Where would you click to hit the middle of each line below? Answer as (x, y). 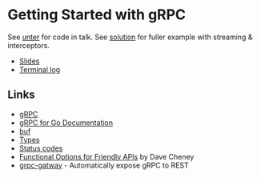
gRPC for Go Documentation (66, 123)
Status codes (41, 148)
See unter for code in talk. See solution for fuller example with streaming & (130, 37)
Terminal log (40, 69)
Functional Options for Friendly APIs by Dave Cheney (106, 156)
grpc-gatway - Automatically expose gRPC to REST (104, 165)
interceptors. (28, 45)
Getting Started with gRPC (96, 15)
